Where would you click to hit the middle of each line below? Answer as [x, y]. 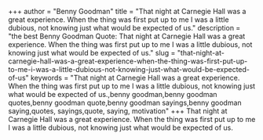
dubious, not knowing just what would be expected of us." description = [124, 28]
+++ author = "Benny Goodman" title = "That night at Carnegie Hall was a [127, 11]
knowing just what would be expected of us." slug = [92, 53]
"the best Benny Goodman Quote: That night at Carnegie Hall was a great [127, 36]
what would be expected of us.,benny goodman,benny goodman [113, 94]
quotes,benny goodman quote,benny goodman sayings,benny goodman [125, 102]
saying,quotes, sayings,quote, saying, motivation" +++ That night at [118, 111]
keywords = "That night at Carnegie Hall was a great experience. [135, 78]
